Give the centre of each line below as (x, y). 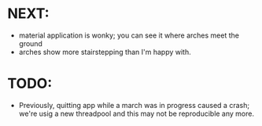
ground (30, 43)
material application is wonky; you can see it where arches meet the (129, 35)
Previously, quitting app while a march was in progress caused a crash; (134, 105)
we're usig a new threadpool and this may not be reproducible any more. (137, 113)
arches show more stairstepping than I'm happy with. (105, 52)
